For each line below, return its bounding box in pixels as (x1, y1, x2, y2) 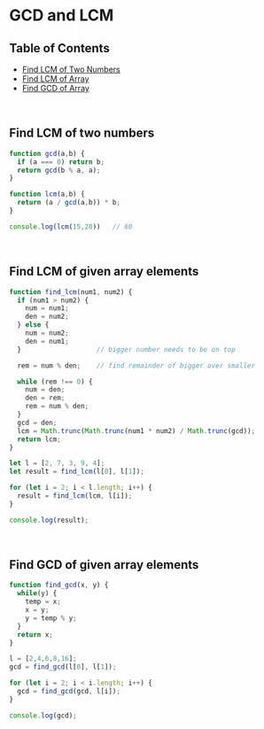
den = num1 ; (25, 337, 69, 345)
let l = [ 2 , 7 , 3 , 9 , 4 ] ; (9, 459, 105, 468)
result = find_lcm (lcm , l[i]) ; (17, 492, 133, 500)
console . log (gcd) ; (9, 710, 77, 720)
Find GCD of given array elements (9, 557, 199, 572)
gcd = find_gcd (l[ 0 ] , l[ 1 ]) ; (9, 663, 117, 671)
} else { (17, 321, 50, 330)
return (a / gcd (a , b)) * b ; (17, 198, 121, 207)
